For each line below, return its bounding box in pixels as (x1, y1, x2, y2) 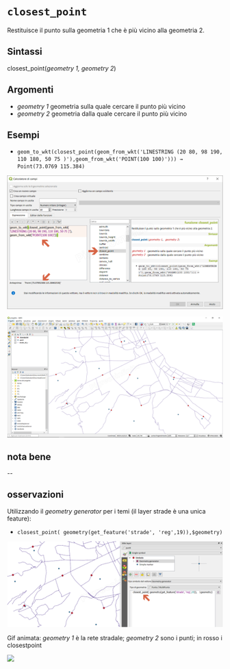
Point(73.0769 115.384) (16, 163, 86, 171)
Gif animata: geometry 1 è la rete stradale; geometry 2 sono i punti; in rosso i (7, 633, 222, 642)
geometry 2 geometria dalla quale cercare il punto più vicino (16, 110, 187, 118)
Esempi (7, 129, 40, 140)
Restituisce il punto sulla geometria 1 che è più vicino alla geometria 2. (7, 26, 205, 34)
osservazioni (7, 489, 64, 501)
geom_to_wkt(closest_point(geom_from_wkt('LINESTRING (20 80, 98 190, (16, 149, 223, 155)
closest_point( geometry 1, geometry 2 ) (7, 64, 116, 72)
